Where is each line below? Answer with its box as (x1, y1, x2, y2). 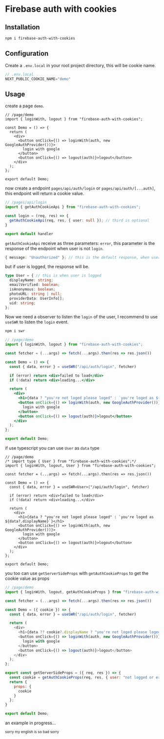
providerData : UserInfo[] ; (9, 296, 64, 301)
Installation (5, 23, 40, 31)
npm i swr (5, 329, 25, 334)
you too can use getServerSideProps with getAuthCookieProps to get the (5, 571, 149, 576)
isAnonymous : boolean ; (9, 287, 56, 292)
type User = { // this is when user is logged (5, 273, 102, 278)
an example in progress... (5, 720, 56, 726)
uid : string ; (9, 300, 36, 306)
